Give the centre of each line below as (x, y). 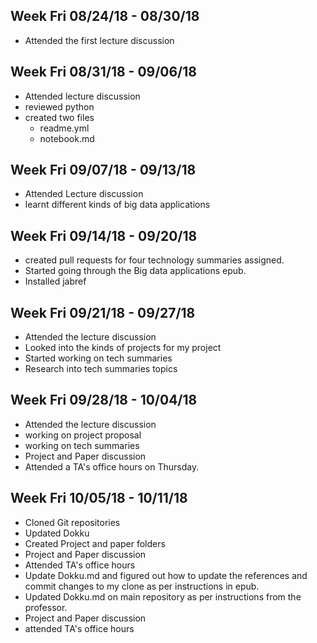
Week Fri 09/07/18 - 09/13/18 (103, 170)
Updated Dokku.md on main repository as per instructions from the (163, 596)
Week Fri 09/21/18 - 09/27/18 (103, 312)
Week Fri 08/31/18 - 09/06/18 (103, 72)
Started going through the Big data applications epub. (135, 271)
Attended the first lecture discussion (99, 40)
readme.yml (64, 128)
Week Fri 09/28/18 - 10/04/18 (104, 400)
